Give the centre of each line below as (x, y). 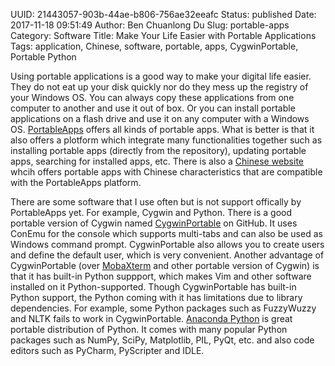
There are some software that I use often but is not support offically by (156, 202)
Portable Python (43, 57)
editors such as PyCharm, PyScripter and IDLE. (107, 350)
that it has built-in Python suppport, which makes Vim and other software (161, 276)
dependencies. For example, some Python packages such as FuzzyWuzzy (163, 308)
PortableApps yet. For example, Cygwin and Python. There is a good (151, 212)
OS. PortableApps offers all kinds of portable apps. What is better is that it (162, 129)
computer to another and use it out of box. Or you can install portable (153, 108)
